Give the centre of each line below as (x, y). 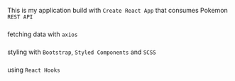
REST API (20, 17)
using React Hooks (34, 70)
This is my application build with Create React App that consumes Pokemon (118, 10)
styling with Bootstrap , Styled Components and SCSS (82, 52)
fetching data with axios (43, 34)
